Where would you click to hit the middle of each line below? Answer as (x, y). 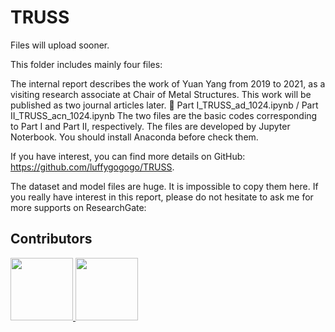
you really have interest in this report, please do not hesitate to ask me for (162, 197)
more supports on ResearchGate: (78, 207)
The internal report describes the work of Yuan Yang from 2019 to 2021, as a (168, 83)
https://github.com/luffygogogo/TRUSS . (92, 167)
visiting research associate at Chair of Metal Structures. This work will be (161, 94)
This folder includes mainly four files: (86, 64)
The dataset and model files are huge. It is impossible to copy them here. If (164, 186)
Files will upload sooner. (60, 45)
